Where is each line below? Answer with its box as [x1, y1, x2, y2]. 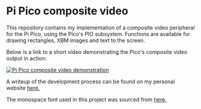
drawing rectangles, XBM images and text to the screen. [6, 37, 145, 44]
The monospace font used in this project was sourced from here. [6, 96, 167, 103]
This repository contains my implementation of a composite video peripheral [6, 24, 195, 31]
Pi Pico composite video [6, 4, 128, 18]
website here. [6, 84, 40, 91]
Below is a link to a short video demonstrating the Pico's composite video [6, 48, 188, 55]
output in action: [6, 54, 47, 62]
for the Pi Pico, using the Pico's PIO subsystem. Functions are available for [6, 30, 190, 37]
